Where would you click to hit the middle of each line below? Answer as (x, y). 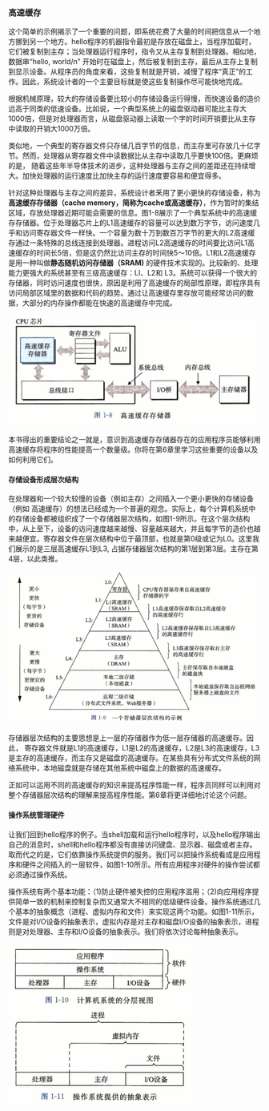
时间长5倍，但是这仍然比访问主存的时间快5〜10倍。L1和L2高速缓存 (146, 253)
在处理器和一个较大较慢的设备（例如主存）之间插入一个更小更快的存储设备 (131, 499)
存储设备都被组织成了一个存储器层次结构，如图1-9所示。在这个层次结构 (132, 519)
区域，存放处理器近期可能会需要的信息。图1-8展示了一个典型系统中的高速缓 (133, 213)
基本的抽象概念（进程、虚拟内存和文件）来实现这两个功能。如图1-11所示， (137, 912)
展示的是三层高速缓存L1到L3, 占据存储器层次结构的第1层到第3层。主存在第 (137, 549)
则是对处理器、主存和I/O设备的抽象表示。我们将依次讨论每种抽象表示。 (125, 932)
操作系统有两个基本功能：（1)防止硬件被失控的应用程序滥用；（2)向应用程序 (130, 892)
